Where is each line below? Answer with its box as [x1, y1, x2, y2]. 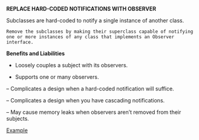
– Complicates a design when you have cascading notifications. [6, 97, 165, 104]
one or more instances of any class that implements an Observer [6, 34, 174, 40]
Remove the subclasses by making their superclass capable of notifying [6, 28, 194, 35]
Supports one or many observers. [15, 73, 99, 81]
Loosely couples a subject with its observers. [15, 62, 128, 68]
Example [6, 127, 28, 134]
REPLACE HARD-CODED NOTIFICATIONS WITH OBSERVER [6, 5, 156, 12]
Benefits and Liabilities [6, 50, 65, 57]
